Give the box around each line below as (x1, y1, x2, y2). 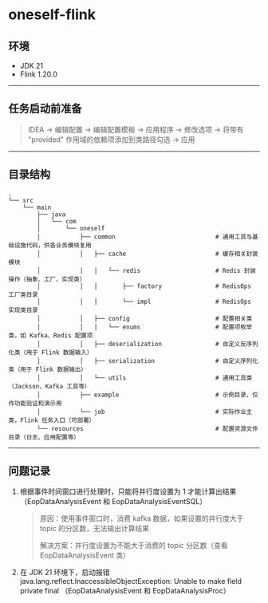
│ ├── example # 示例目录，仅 (37, 391, 258, 399)
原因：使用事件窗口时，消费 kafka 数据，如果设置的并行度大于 (39, 514, 244, 523)
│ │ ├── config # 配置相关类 (37, 314, 253, 322)
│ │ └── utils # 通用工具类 (37, 373, 253, 382)
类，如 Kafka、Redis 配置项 (8, 331, 93, 340)
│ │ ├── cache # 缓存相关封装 (37, 250, 258, 258)
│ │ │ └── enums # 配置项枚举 (37, 323, 253, 331)
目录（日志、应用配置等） (8, 433, 80, 441)
